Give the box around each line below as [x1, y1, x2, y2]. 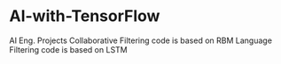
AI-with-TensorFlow [9, 6, 160, 26]
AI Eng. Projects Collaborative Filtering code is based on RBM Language [9, 35, 273, 46]
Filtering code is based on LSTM [9, 44, 128, 54]
